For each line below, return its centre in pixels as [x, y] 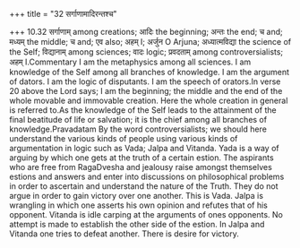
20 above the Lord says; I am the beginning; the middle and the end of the [146, 91]
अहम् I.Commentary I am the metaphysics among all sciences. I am [130, 62]
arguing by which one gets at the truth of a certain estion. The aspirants [142, 158]
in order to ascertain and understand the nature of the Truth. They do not [144, 186]
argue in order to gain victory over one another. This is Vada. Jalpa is [137, 196]
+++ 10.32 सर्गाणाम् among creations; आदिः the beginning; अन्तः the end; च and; [146, 32]
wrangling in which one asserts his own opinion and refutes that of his [139, 205]
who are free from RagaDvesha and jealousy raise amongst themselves [141, 167]
